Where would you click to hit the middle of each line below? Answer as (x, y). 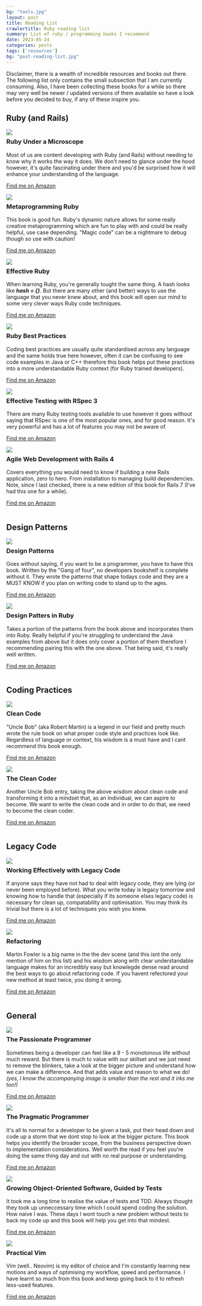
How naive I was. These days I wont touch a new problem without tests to (97, 1214)
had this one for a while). (37, 491)
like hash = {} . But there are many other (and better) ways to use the (91, 291)
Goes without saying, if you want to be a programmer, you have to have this (100, 564)
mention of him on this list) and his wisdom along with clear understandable (100, 961)
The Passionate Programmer (49, 1040)
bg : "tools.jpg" (26, 12)
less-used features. (30, 1285)
